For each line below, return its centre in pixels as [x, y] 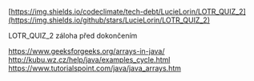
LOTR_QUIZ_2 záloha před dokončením [73, 36]
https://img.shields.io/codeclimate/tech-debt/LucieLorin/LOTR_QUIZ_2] [128, 12]
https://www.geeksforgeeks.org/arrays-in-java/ [87, 51]
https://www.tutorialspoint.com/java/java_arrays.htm [95, 68]
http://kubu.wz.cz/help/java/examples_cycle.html [89, 60]
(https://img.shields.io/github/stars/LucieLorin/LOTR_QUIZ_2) [109, 20]
